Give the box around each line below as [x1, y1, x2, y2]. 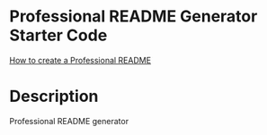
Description [9, 87, 99, 106]
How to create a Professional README [9, 55, 151, 65]
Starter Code [9, 25, 108, 46]
